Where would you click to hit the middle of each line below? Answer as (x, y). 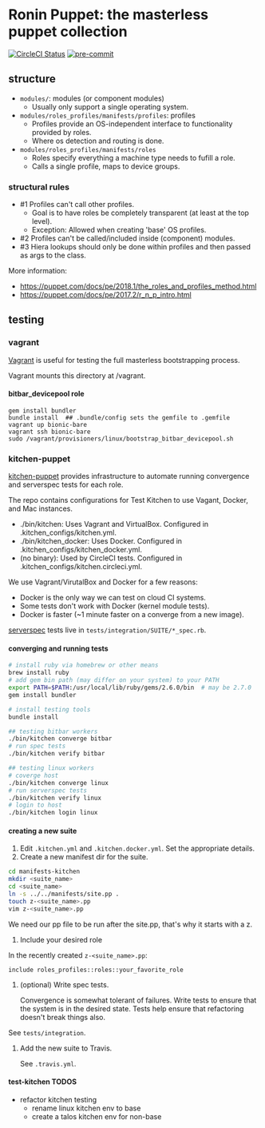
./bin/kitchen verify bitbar (57, 754)
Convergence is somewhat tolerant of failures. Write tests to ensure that (138, 1000)
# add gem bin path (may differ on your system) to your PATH (114, 680)
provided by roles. (61, 132)
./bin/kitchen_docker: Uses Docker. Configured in (101, 541)
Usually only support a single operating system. (110, 106)
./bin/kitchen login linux (53, 813)
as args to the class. (53, 255)
